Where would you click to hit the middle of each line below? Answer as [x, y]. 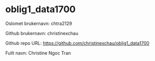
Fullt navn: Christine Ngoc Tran [38, 53]
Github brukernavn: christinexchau [42, 33]
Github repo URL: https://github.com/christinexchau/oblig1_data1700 [77, 43]
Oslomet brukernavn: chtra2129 [39, 23]
